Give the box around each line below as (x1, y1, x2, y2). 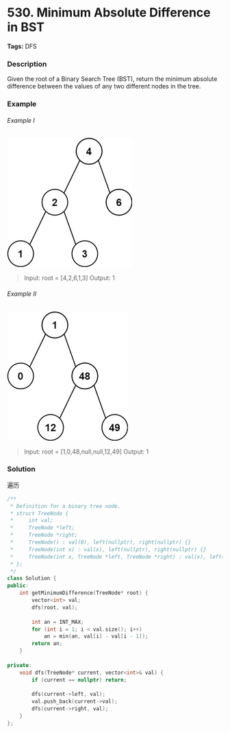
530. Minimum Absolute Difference (7, 5, 211, 21)
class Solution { (7, 575, 57, 582)
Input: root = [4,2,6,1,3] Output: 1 (23, 274, 115, 282)
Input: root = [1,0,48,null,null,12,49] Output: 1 (23, 447, 149, 456)
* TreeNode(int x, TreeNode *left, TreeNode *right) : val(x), (10, 553, 207, 560)
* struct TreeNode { (10, 510, 69, 517)
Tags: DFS (7, 42, 38, 50)
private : (7, 662, 32, 668)
